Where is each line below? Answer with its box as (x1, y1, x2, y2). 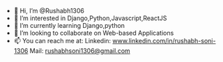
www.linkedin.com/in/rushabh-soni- (112, 37, 216, 45)
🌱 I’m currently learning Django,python (13, 22, 125, 29)
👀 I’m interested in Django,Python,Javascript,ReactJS (13, 14, 167, 22)
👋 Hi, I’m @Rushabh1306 (13, 7, 85, 15)
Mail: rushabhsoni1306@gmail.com (29, 47, 130, 55)
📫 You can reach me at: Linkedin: (13, 37, 111, 45)
